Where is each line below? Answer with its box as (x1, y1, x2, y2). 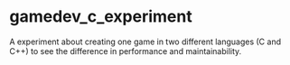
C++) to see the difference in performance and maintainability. (9, 45, 242, 56)
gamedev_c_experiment (9, 6, 192, 27)
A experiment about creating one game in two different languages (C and (9, 36, 282, 47)
